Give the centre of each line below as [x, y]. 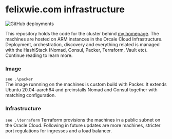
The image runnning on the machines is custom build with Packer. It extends [86, 84]
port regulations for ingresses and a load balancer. [59, 131]
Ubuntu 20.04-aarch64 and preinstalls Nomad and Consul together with [81, 90]
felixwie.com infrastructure [65, 9]
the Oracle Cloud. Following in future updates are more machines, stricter [83, 125]
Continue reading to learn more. [39, 55]
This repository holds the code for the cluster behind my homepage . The [82, 33]
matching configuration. [31, 95]
